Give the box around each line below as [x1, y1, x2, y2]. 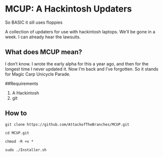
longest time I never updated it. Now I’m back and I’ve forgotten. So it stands [5, 66, 159, 72]
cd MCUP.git [5, 130, 29, 135]
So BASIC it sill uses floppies [5, 19, 63, 25]
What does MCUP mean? [5, 48, 83, 56]
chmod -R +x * [5, 139, 34, 144]
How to [5, 109, 27, 117]
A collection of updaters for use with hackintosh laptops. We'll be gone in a [5, 29, 156, 34]
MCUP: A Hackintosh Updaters [5, 3, 132, 15]
